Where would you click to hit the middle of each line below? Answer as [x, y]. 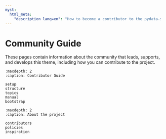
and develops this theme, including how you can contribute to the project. [80, 62]
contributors [19, 123]
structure [15, 89]
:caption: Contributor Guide [35, 76]
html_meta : [21, 14]
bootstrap [15, 102]
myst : [11, 10]
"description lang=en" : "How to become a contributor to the [78, 19]
